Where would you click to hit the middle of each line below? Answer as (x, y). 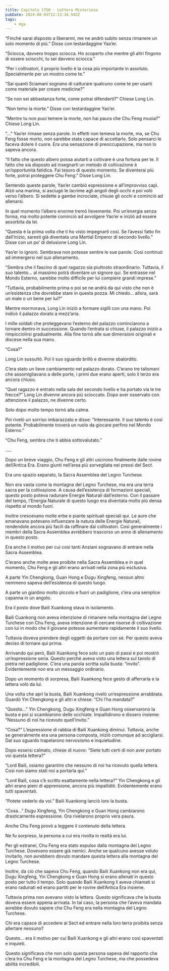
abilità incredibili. (23, 964)
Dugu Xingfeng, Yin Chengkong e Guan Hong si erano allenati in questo (79, 877)
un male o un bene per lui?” (34, 299)
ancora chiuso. (21, 380)
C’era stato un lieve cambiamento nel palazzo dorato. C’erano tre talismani (82, 369)
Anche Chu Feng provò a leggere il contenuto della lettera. (66, 826)
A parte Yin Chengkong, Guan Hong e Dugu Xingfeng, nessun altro (75, 577)
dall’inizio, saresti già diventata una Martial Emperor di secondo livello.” (79, 237)
